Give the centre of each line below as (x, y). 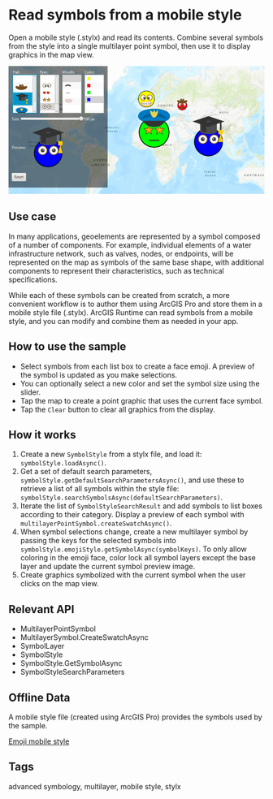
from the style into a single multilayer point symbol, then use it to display (130, 45)
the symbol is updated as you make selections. (98, 374)
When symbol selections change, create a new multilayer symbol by (134, 532)
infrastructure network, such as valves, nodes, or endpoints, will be (121, 253)
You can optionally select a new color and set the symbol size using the (140, 383)
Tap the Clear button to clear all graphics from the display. (117, 409)
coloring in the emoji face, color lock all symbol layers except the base (138, 558)
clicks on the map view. (59, 584)
